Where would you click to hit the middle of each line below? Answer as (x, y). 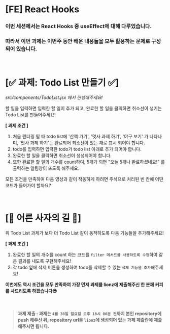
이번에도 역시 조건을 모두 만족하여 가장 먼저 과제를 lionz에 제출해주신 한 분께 (80, 285)
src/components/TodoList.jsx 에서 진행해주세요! (54, 97)
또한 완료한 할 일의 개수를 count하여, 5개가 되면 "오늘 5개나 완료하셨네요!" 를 (89, 162)
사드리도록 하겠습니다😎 (34, 291)
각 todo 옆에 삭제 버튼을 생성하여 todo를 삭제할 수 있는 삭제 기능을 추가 (82, 267)
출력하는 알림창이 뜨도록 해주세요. (46, 168)
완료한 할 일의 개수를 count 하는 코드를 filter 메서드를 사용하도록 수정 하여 (85, 255)
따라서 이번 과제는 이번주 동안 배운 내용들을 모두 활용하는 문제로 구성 (83, 41)
